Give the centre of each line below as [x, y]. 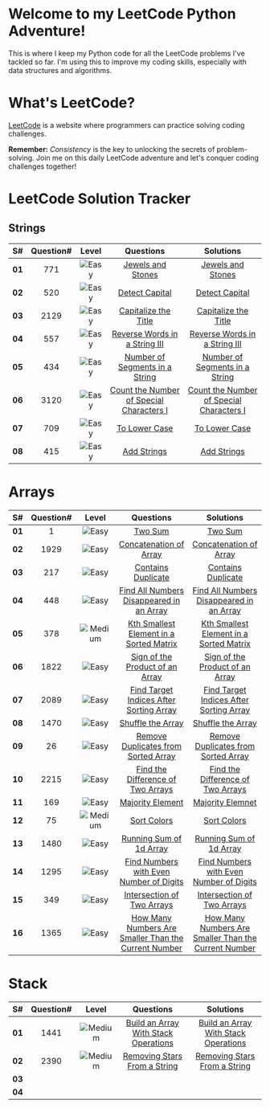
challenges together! [43, 166]
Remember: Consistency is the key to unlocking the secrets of [112, 149]
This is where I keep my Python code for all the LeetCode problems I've [127, 53]
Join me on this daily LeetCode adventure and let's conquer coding [147, 157]
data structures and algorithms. [60, 70]
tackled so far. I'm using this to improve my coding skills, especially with [128, 62]
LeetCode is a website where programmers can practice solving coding [127, 125]
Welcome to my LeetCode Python [122, 14]
